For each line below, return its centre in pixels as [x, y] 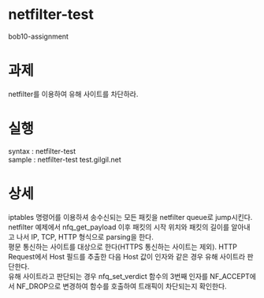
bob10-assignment [39, 36]
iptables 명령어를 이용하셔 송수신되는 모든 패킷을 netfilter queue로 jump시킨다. [130, 217]
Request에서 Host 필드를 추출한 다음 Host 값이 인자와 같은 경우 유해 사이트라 [127, 256]
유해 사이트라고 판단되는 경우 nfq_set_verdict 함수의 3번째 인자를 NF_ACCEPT [129, 276]
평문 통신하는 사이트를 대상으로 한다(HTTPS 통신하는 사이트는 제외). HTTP [123, 247]
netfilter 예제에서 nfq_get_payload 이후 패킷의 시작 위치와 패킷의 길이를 [119, 227]
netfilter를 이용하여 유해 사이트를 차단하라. [73, 94]
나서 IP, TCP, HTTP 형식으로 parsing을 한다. [85, 237]
